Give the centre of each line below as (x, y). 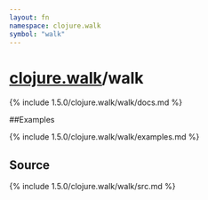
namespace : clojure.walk (55, 26)
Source (30, 165)
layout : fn (29, 17)
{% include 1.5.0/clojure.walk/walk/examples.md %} (104, 137)
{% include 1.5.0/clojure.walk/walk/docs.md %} (96, 102)
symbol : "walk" (37, 34)
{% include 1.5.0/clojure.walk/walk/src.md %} (92, 187)
